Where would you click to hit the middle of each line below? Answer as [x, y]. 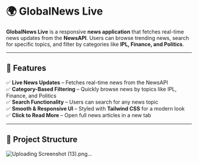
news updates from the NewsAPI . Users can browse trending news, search [98, 38]
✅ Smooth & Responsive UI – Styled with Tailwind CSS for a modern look [95, 108]
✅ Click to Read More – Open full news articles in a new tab [79, 115]
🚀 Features [26, 68]
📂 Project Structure [42, 140]
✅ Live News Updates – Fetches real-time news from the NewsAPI [87, 82]
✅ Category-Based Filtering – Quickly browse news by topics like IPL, [91, 89]
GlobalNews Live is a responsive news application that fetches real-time [95, 31]
